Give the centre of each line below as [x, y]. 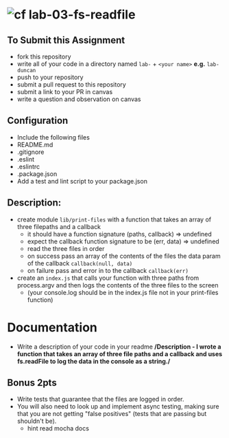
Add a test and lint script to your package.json [82, 181]
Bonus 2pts [32, 383]
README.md [35, 144]
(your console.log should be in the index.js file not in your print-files [123, 292]
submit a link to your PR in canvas [65, 92]
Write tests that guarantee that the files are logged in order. [100, 399]
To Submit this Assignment [66, 40]
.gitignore [31, 152]
